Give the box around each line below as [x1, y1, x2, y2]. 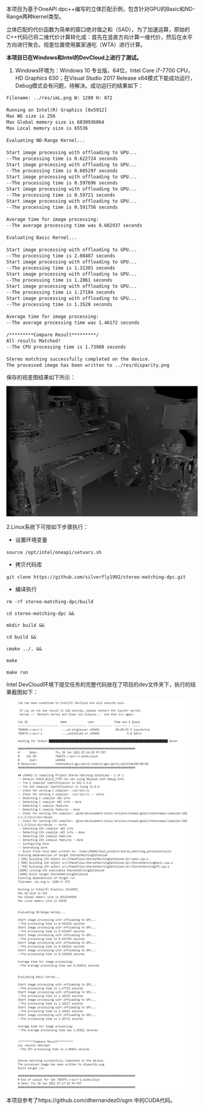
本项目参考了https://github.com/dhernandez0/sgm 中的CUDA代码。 [6, 1097, 176, 1104]
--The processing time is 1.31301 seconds [6, 265, 115, 271]
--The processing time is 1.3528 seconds [6, 301, 113, 307]
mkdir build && [6, 622, 45, 629]
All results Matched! [6, 338, 61, 344]
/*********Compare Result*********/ [6, 332, 99, 338]
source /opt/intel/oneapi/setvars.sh [6, 549, 102, 556]
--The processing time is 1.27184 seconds [6, 289, 115, 295]
